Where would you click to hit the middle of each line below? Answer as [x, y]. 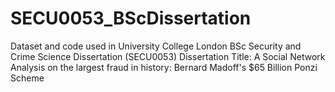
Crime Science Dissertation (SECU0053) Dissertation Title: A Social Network [168, 56]
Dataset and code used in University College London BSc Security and [156, 46]
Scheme [27, 78]
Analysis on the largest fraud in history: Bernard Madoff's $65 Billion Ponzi [164, 67]
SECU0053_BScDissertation [131, 18]
